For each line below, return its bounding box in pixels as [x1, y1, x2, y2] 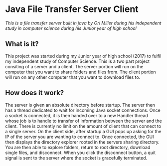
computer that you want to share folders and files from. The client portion [5, 69, 156, 75]
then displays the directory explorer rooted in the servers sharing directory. [5, 139, 160, 145]
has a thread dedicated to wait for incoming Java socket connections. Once [5, 107, 161, 113]
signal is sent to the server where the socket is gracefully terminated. [5, 155, 148, 161]
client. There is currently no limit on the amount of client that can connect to [5, 123, 162, 129]
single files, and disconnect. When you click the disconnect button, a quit [5, 150, 156, 156]
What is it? [5, 40, 39, 48]
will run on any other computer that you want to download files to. [5, 74, 141, 80]
